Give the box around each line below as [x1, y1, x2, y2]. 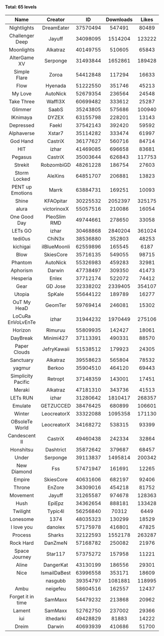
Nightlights [9, 24, 34, 31]
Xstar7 [48, 130, 64, 137]
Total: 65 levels [5, 4, 37, 10]
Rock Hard [9, 539, 34, 546]
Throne [13, 484, 30, 491]
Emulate [12, 402, 31, 409]
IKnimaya [11, 114, 33, 121]
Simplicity [10, 373, 33, 379]
